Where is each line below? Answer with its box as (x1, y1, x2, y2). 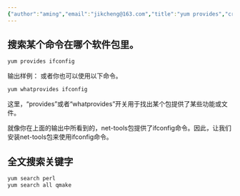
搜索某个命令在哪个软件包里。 (7, 38, 139, 51)
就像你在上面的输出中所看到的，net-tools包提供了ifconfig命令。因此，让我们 (7, 124, 232, 133)
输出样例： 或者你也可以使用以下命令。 (7, 72, 122, 81)
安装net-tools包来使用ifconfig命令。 (7, 133, 113, 141)
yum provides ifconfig (7, 58, 75, 65)
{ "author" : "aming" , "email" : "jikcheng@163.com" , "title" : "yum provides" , (7, 10, 225, 18)
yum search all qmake (7, 181, 72, 189)
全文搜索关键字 (7, 155, 74, 167)
